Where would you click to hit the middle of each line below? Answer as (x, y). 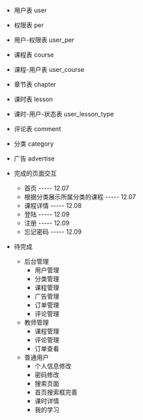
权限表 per (28, 25)
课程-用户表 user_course (49, 69)
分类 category (34, 144)
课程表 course (34, 55)
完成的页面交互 (35, 173)
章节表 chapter (35, 84)
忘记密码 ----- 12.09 (53, 232)
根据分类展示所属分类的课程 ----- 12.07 (80, 197)
